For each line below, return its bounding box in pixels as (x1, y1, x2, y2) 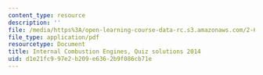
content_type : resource (8, 11, 86, 20)
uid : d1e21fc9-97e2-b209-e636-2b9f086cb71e (8, 55, 153, 63)
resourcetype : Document (8, 41, 86, 48)
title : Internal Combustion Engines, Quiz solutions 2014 (8, 48, 201, 55)
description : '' (8, 19, 61, 27)
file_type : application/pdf (8, 33, 100, 41)
